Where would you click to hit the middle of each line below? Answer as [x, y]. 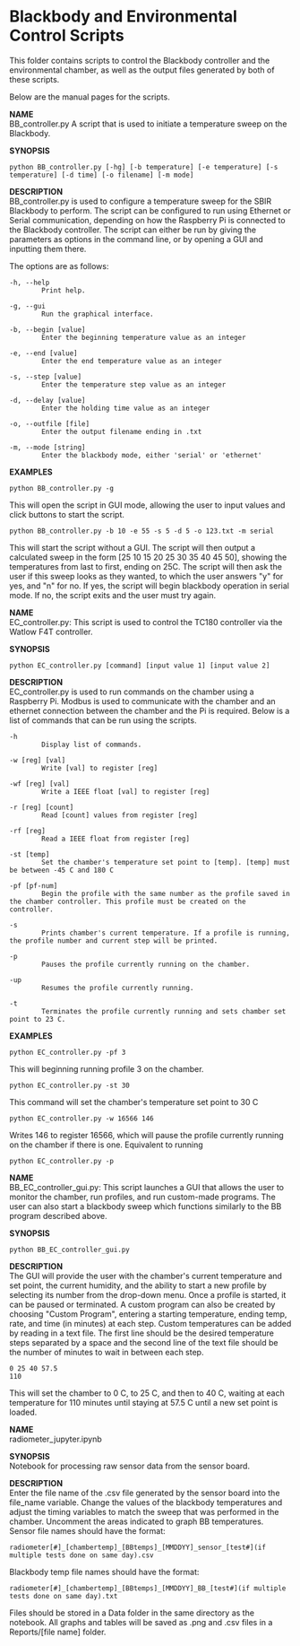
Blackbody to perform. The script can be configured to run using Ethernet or [150, 210]
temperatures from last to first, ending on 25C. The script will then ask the [146, 566]
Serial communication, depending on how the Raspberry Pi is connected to [147, 220]
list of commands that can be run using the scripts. [103, 720]
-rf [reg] [28, 831]
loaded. [23, 1412]
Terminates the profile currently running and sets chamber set [164, 1011]
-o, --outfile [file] [50, 423]
